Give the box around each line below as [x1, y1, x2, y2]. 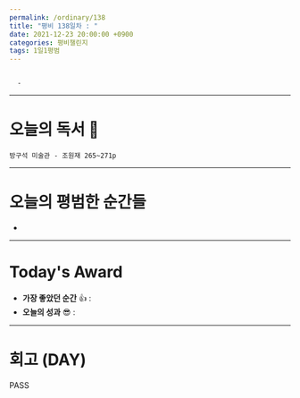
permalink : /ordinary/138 [9, 13, 105, 22]
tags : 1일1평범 [9, 47, 61, 55]
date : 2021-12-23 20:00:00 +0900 [9, 30, 134, 38]
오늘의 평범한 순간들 [9, 192, 147, 213]
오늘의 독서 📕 [9, 120, 100, 140]
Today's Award [9, 262, 123, 283]
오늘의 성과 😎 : [21, 306, 76, 318]
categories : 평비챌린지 [9, 38, 88, 47]
